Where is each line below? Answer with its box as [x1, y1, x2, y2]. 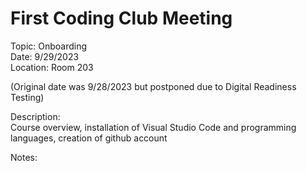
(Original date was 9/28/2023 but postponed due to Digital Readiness [10, 80, 297, 92]
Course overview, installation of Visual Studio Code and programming [10, 121, 297, 133]
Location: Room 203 [10, 61, 94, 73]
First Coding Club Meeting [10, 7, 233, 30]
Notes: [10, 151, 38, 163]
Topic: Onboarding [10, 40, 88, 52]
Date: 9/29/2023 [10, 50, 80, 62]
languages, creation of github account [10, 132, 168, 144]
